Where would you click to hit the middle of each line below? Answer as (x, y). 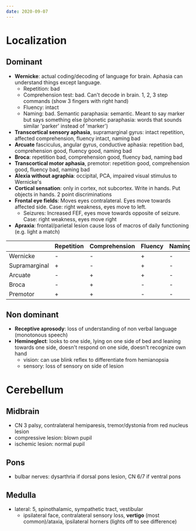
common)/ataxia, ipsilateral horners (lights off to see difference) (100, 522)
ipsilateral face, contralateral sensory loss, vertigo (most (91, 515)
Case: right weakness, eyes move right (70, 219)
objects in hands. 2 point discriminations (63, 194)
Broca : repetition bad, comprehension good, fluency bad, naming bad (98, 157)
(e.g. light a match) (37, 231)
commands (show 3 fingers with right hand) (76, 101)
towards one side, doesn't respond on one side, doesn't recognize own (100, 347)
